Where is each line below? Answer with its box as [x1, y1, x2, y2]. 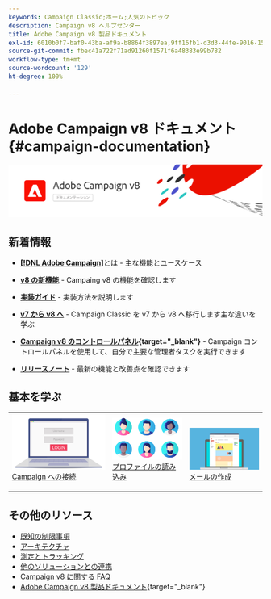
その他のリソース [8, 509, 93, 522]
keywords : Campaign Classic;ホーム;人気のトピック [8, 13, 170, 21]
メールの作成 [189, 471, 232, 481]
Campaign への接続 [11, 471, 77, 481]
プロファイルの [112, 461, 163, 471]
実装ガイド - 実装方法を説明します [19, 292, 135, 302]
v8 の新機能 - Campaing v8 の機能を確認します [19, 275, 177, 285]
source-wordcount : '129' [8, 65, 92, 73]
